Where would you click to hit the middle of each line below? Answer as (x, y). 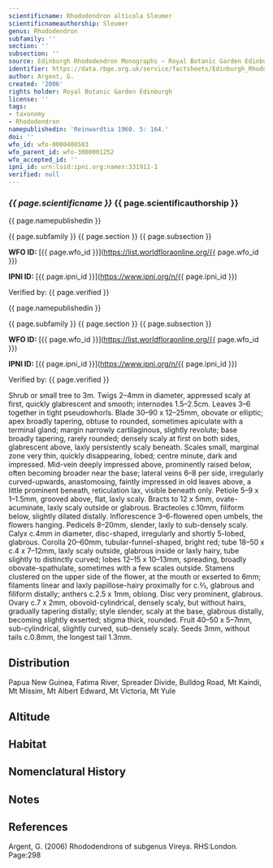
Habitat (28, 744)
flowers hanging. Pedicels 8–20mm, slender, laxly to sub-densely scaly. (128, 525)
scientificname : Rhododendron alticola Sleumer (91, 16)
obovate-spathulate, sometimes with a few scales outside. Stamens (121, 568)
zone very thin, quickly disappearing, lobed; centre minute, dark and (123, 456)
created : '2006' (36, 84)
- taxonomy (27, 115)
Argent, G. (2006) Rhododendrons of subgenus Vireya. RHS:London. (123, 847)
